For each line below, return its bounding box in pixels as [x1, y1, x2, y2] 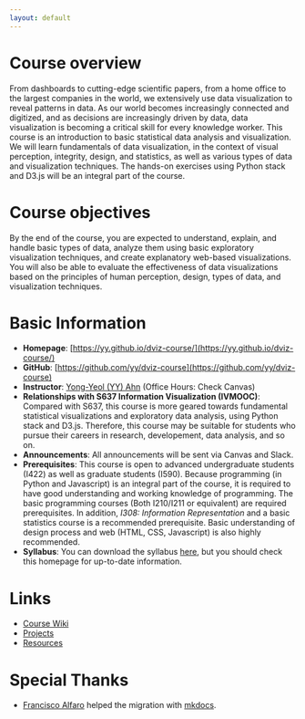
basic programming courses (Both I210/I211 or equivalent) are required [22, 498, 287, 509]
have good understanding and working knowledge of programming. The [22, 488, 294, 499]
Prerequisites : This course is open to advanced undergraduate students [22, 459, 295, 470]
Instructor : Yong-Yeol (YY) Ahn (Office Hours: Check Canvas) [22, 381, 256, 392]
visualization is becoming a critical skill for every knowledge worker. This [9, 121, 283, 132]
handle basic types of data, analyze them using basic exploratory [9, 242, 255, 253]
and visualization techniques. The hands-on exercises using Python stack [9, 161, 286, 172]
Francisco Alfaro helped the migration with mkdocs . [22, 700, 217, 711]
